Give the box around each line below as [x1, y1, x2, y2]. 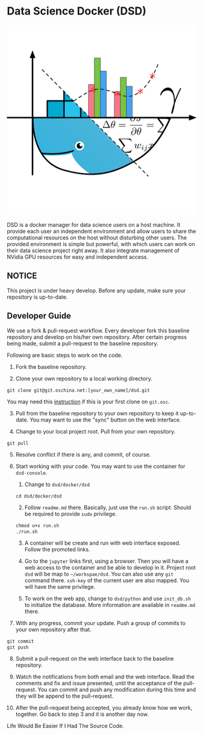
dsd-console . [15, 469, 48, 476]
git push [7, 644, 29, 651]
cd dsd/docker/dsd [15, 493, 62, 499]
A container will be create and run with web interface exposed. [24, 539, 181, 547]
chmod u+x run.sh [15, 522, 60, 528]
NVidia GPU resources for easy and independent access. [7, 253, 149, 261]
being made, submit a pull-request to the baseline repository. [7, 340, 158, 347]
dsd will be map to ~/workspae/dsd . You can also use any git [24, 570, 174, 577]
